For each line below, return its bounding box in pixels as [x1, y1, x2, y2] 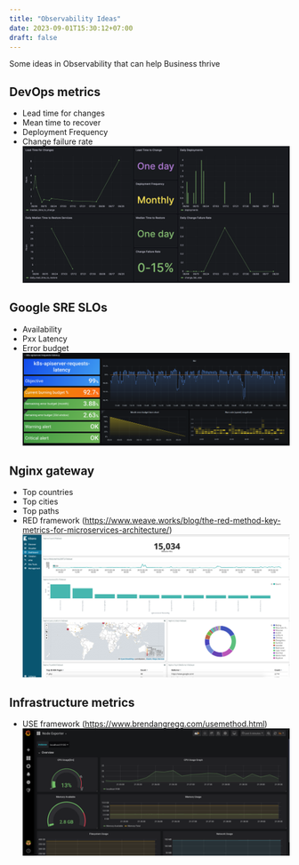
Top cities [21, 496, 59, 507]
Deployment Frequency [21, 127, 109, 138]
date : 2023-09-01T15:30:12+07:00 [9, 23, 133, 33]
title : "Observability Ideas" [9, 14, 122, 23]
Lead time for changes [21, 108, 105, 119]
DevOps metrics [9, 84, 101, 100]
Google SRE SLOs [9, 300, 109, 316]
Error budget [21, 342, 69, 353]
